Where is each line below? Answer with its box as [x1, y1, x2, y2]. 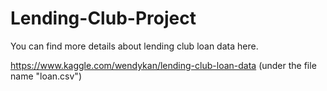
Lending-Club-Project [10, 7, 197, 30]
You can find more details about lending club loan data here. [10, 40, 259, 52]
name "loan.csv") [10, 70, 82, 82]
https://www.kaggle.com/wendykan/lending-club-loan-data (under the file [10, 59, 317, 71]
